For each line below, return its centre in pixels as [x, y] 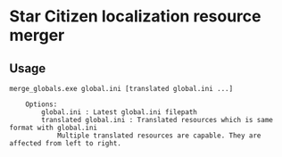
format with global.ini [54, 128]
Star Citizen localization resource [135, 17]
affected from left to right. [66, 144]
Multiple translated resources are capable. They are [159, 136]
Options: [41, 104]
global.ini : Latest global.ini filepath [120, 112]
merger [37, 35]
